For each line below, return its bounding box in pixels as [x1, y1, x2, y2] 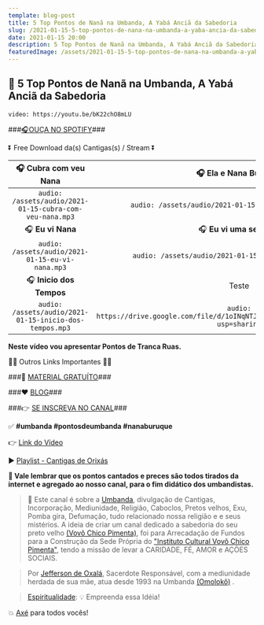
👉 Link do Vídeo [8, 438, 64, 447]
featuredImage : [8, 48, 58, 56]
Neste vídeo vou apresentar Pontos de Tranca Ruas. [8, 342, 182, 351]
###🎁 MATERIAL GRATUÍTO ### [8, 372, 112, 382]
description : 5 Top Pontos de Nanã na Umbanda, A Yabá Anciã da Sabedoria [8, 41, 258, 49]
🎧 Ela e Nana [196, 167, 247, 178]
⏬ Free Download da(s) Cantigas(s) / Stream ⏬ [8, 142, 156, 152]
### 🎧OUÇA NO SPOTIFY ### [8, 124, 106, 134]
